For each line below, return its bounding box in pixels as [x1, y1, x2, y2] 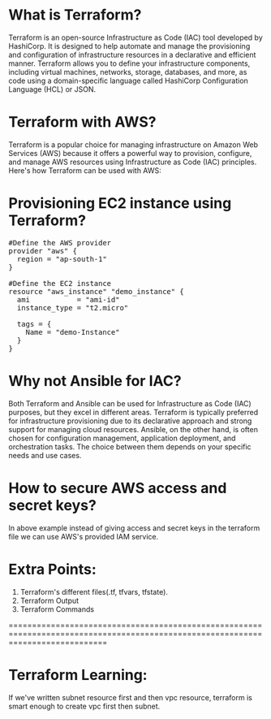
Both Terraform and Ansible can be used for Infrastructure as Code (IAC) [8, 398, 252, 408]
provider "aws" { [8, 246, 77, 255]
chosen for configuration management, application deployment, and [8, 433, 236, 443]
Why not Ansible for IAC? [8, 372, 182, 390]
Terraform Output [19, 596, 80, 605]
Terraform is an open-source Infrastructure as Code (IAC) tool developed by [8, 32, 264, 42]
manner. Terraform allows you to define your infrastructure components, [8, 58, 251, 68]
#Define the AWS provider [8, 238, 112, 247]
